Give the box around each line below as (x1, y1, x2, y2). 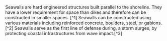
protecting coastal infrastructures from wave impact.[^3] (5, 31, 122, 36)
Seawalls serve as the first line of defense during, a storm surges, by (14, 25, 157, 31)
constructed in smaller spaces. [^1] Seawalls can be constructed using (5, 15, 151, 20)
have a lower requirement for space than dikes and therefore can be (5, 9, 146, 15)
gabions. (144, 20, 162, 26)
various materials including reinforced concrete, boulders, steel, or (5, 20, 143, 26)
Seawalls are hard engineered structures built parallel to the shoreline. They (5, 4, 162, 10)
